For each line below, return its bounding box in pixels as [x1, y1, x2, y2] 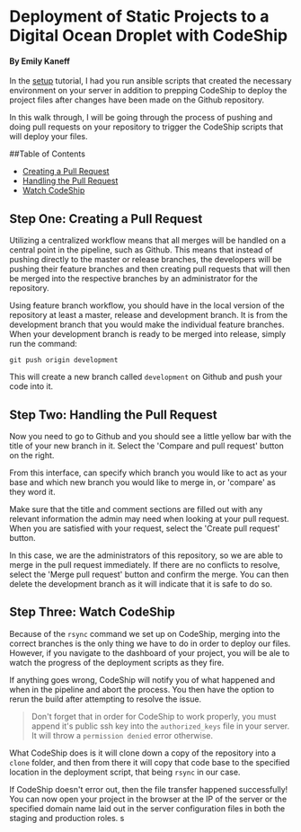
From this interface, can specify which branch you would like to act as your [9, 467, 288, 478]
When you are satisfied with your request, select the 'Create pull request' [9, 523, 280, 534]
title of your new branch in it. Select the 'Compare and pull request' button [9, 440, 285, 451]
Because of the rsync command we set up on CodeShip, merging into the [9, 628, 280, 639]
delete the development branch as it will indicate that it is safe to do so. [9, 579, 273, 589]
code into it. [9, 381, 54, 392]
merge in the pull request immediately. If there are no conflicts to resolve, [9, 560, 280, 571]
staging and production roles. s [9, 812, 125, 823]
